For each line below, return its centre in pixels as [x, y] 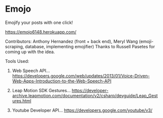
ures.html [22, 100]
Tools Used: [17, 61]
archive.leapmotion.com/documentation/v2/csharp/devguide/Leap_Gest [85, 96]
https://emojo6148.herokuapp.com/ [41, 32]
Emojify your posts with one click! [39, 22]
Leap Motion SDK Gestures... [41, 90]
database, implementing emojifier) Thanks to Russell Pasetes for [90, 46]
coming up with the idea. [30, 52]
